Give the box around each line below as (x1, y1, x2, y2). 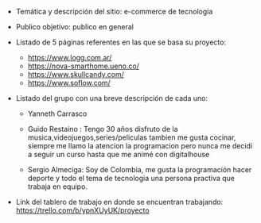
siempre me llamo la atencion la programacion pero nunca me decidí (27, 141, 253, 150)
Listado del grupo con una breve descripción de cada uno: (15, 94, 208, 102)
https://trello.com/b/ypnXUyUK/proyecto (15, 206, 150, 215)
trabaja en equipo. (27, 182, 88, 191)
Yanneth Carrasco (27, 109, 88, 118)
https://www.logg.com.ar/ (27, 53, 112, 62)
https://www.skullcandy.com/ (27, 70, 125, 79)
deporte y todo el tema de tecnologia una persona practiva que (27, 174, 236, 183)
